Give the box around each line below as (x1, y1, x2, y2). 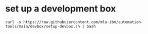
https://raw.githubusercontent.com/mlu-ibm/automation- (23, 19, 143, 24)
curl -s (5, 19, 22, 24)
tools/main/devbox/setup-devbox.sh (5, 23, 80, 29)
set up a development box (5, 3, 116, 14)
